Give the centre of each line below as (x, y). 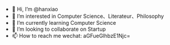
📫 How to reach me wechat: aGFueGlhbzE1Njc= (71, 36)
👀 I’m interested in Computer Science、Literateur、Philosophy (88, 16)
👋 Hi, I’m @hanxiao (35, 9)
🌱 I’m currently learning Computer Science (64, 23)
